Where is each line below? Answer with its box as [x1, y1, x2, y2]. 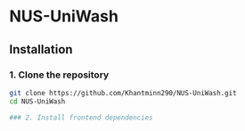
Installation [9, 42, 73, 57]
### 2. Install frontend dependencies [9, 113, 153, 122]
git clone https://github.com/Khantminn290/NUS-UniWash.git [9, 88, 238, 97]
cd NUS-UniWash [9, 96, 66, 106]
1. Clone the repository [9, 69, 110, 81]
